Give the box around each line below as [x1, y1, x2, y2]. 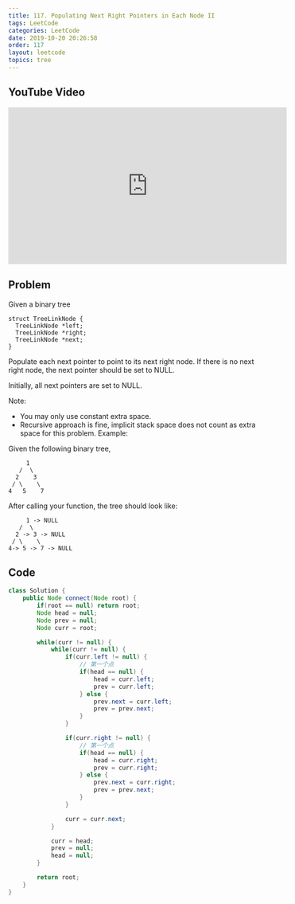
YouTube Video [8, 85, 86, 100]
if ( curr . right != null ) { [64, 734, 151, 742]
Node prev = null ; [37, 616, 98, 624]
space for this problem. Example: [19, 428, 129, 438]
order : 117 [8, 41, 45, 49]
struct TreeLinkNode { [8, 315, 83, 323]
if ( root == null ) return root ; [37, 602, 141, 610]
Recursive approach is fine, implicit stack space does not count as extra [19, 420, 256, 429]
